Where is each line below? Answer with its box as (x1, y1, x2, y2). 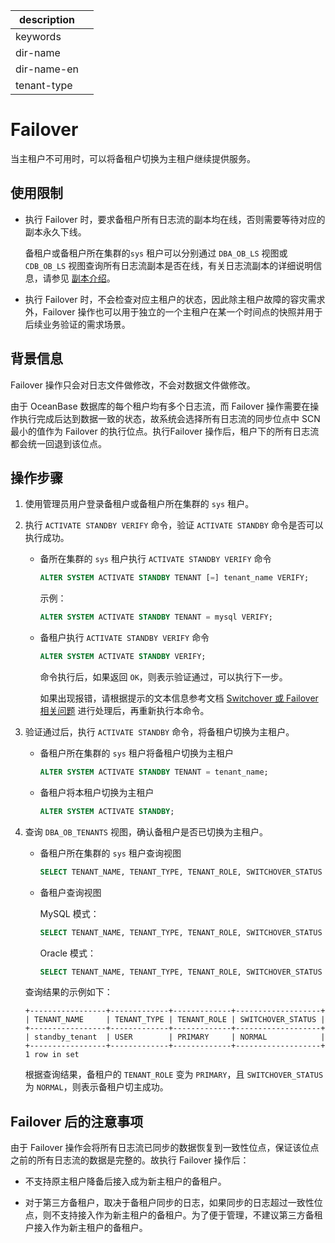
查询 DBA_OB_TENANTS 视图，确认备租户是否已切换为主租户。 (24, 825, 268, 838)
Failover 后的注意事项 (10, 1113, 144, 1130)
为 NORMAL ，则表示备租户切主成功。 (24, 1081, 169, 1093)
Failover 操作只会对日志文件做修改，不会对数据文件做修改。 (10, 379, 256, 391)
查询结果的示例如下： (24, 986, 113, 998)
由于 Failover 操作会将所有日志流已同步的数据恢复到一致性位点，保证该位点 (10, 1142, 320, 1154)
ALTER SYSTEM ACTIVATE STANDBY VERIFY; (39, 652, 207, 662)
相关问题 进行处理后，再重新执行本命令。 (39, 705, 210, 716)
